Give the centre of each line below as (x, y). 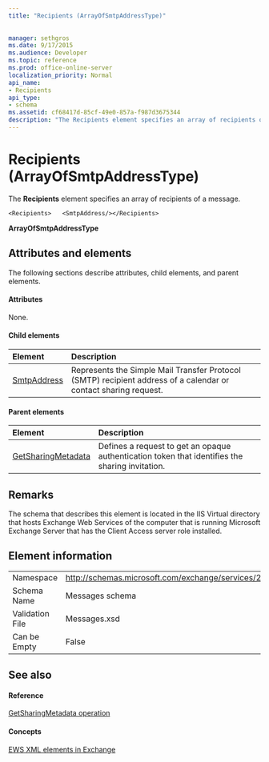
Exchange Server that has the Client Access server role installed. (115, 531)
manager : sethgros (39, 38)
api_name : (25, 82)
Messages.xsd (92, 619)
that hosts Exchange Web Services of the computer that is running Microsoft (134, 523)
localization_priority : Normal (60, 75)
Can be (26, 636)
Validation (31, 613)
